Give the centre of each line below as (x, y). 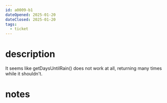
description (30, 54)
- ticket (19, 29)
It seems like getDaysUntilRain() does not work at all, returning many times (84, 68)
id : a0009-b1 (19, 10)
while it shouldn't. (24, 74)
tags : (11, 24)
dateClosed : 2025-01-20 (31, 19)
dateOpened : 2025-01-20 (31, 15)
